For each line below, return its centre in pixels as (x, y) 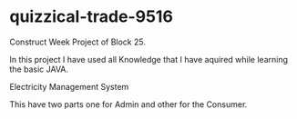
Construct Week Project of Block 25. (77, 42)
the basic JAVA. (39, 69)
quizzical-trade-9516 (91, 17)
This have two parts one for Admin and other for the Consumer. (128, 104)
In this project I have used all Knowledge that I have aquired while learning (149, 59)
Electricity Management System (69, 86)
